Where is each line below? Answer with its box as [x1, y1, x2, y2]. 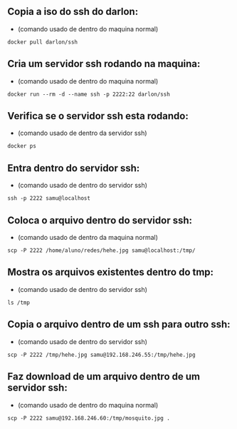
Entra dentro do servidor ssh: [7, 162, 140, 174]
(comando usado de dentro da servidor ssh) [17, 128, 147, 138]
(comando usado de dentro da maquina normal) [17, 233, 159, 242]
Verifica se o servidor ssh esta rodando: [7, 110, 189, 122]
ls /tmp [7, 299, 31, 306]
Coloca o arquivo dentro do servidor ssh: [7, 214, 193, 226]
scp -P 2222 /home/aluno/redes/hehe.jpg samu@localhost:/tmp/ [7, 247, 196, 254]
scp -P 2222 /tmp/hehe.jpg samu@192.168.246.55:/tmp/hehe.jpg [7, 351, 196, 358]
